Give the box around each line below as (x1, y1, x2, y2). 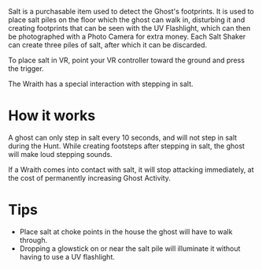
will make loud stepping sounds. (8, 149, 113, 159)
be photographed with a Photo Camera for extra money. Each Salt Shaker (8, 32, 246, 41)
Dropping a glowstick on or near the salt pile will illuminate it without (19, 244, 241, 253)
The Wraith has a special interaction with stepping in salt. (8, 79, 194, 88)
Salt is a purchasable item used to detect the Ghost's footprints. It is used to (8, 7, 254, 16)
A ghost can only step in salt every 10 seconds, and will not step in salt (8, 133, 238, 142)
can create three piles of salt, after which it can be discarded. (8, 40, 208, 50)
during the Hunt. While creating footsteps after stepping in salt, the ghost (8, 141, 245, 151)
